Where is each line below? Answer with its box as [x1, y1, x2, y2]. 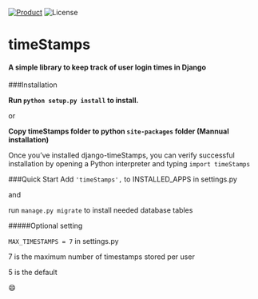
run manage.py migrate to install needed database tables [8, 205, 193, 215]
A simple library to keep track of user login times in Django [8, 62, 206, 72]
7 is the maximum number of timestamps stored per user [8, 252, 196, 261]
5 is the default [8, 268, 58, 277]
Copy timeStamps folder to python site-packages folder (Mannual [8, 126, 229, 136]
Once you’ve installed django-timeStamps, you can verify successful [8, 150, 236, 160]
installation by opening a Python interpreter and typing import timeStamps [8, 159, 250, 169]
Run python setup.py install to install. [8, 96, 139, 106]
